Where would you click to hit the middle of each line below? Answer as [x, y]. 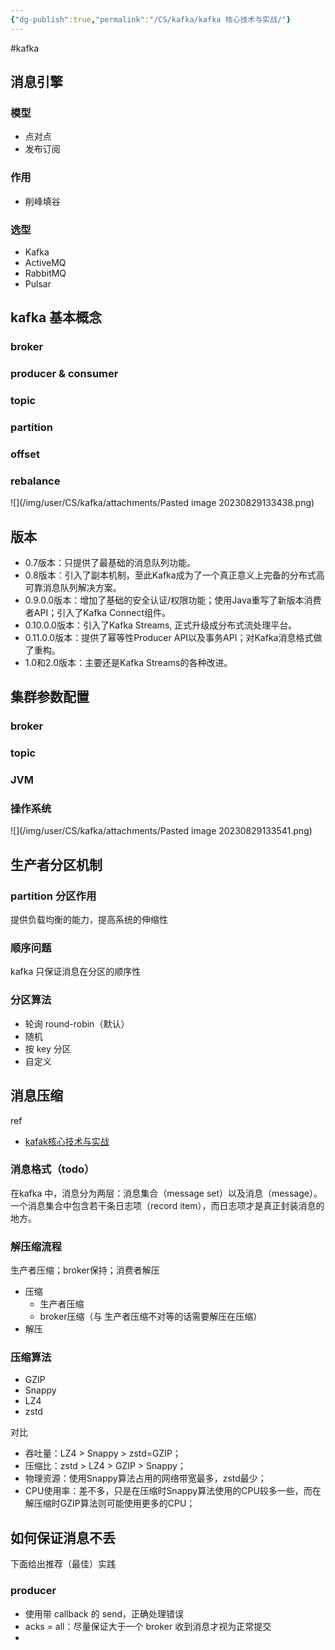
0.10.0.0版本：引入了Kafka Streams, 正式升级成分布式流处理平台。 [161, 625]
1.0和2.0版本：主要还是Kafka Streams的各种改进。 [128, 663]
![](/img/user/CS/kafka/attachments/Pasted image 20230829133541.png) [161, 831]
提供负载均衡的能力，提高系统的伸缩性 [89, 920]
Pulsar [38, 283]
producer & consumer [64, 374]
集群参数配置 [50, 697]
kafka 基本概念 [56, 317]
